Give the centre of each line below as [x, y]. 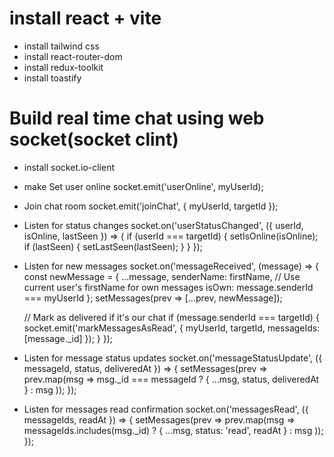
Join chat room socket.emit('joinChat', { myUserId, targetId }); [151, 206]
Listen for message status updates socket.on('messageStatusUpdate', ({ [173, 358]
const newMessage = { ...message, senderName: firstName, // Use [162, 276]
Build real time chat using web [137, 118]
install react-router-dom [73, 56]
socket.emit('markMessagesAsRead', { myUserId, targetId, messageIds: [172, 328]
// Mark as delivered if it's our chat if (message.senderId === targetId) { [171, 317]
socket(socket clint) [94, 139]
